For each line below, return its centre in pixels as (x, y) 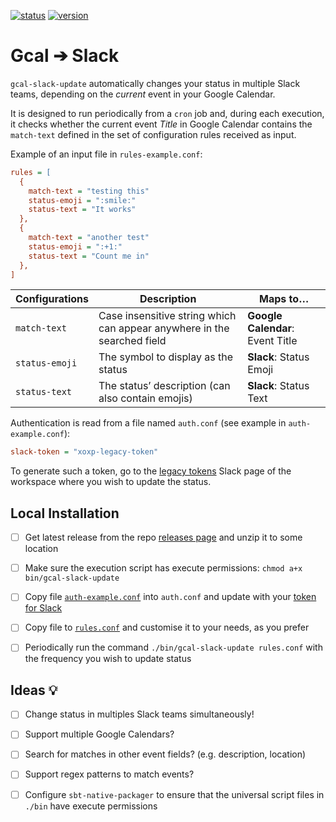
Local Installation (65, 513)
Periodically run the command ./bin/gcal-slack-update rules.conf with (173, 647)
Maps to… (284, 299)
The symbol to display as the (166, 357)
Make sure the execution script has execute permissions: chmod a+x (163, 568)
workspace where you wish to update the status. (111, 482)
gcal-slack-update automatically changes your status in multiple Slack (155, 83)
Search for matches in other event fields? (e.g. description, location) (165, 754)
